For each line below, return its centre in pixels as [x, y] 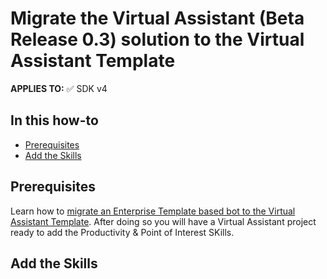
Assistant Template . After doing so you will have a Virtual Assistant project [163, 221]
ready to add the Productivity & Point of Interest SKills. [122, 232]
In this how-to [54, 120]
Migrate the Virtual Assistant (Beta [157, 18]
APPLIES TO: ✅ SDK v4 [59, 88]
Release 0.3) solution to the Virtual [157, 39]
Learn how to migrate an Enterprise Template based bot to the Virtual [153, 211]
